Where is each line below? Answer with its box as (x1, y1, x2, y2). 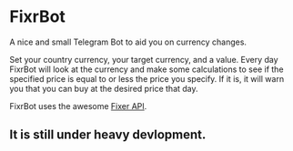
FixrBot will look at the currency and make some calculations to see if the (9, 64, 284, 75)
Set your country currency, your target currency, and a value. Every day (9, 54, 279, 65)
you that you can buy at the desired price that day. (9, 83, 198, 94)
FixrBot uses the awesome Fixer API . (9, 100, 147, 111)
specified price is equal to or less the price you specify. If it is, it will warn (9, 73, 285, 84)
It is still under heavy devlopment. (9, 127, 207, 143)
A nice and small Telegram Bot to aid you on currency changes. (9, 36, 248, 47)
